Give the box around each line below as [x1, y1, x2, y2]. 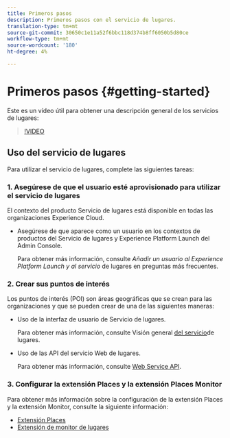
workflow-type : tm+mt [7, 36, 69, 42]
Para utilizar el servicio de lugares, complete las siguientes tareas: [7, 165, 194, 173]
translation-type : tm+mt [7, 23, 78, 29]
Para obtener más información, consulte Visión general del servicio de [16, 328, 215, 337]
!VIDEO [23, 127, 45, 135]
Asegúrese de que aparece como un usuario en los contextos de [16, 227, 200, 235]
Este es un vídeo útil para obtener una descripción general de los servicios [7, 106, 218, 114]
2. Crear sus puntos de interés [7, 279, 110, 289]
